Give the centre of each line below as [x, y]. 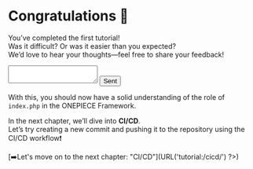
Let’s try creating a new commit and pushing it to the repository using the [126, 129]
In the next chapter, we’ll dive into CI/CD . [74, 120]
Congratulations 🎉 [68, 16]
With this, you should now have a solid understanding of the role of [117, 97]
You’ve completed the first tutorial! [64, 38]
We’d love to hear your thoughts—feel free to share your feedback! [116, 54]
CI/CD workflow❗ [35, 138]
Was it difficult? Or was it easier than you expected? [92, 46]
